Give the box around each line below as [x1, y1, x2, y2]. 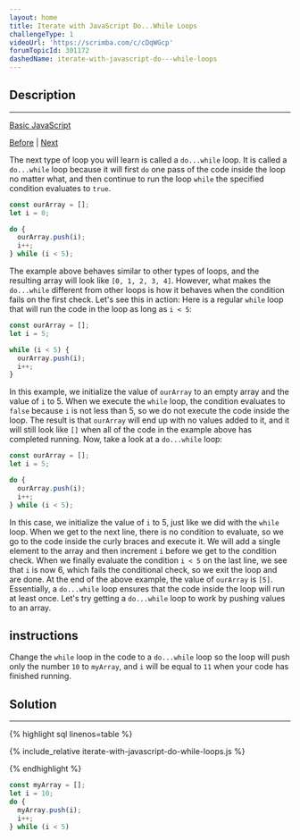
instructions [9, 627, 79, 643]
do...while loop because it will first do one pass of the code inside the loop [9, 164, 286, 174]
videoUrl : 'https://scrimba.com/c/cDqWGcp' [9, 38, 174, 47]
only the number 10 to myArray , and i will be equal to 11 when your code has [9, 661, 289, 672]
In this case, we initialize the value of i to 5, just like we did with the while [9, 517, 279, 527]
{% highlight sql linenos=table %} [9, 729, 133, 740]
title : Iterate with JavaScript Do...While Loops [9, 21, 198, 30]
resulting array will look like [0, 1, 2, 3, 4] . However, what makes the [9, 275, 271, 286]
